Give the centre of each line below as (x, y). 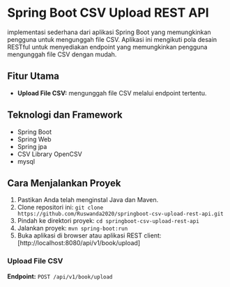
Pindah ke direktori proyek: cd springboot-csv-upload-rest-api (108, 221)
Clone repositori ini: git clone (60, 208)
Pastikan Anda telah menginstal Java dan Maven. (88, 200)
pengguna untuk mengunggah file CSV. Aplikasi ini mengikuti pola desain (112, 39)
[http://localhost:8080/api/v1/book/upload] (79, 243)
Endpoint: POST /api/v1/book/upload (60, 276)
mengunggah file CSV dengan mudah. (62, 54)
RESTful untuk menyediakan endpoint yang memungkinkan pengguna (107, 47)
